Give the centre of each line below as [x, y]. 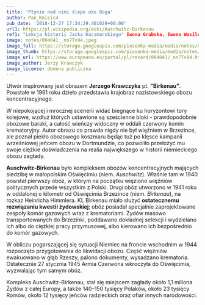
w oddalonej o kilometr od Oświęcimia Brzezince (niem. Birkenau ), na [94, 194]
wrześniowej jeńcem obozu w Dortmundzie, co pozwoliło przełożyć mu [96, 143]
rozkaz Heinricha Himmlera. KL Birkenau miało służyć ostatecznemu [93, 200]
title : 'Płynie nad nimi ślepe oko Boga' [60, 12]
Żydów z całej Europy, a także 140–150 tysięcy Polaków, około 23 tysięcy [98, 289]
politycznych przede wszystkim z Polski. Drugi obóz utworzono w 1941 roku [102, 187]
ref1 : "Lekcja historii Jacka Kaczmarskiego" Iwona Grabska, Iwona [94, 35]
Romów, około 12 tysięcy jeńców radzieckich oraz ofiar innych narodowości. [102, 295]
